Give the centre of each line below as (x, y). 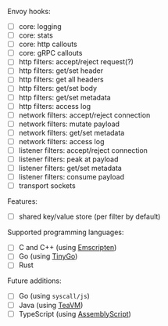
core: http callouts (48, 44)
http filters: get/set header (61, 71)
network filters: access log (61, 141)
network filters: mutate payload (69, 124)
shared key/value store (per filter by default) (89, 217)
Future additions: (34, 281)
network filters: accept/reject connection (84, 115)
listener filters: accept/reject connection (83, 150)
